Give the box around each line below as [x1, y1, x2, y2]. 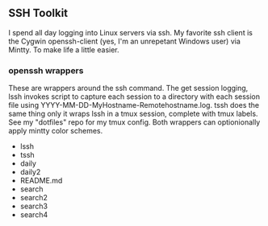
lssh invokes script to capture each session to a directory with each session [8, 92, 261, 101]
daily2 [19, 167, 41, 177]
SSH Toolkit [8, 6, 69, 20]
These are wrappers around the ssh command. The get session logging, [8, 84, 249, 93]
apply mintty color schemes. [8, 126, 103, 136]
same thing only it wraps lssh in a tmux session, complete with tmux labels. [8, 109, 258, 119]
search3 [19, 201, 48, 212]
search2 [19, 193, 48, 203]
